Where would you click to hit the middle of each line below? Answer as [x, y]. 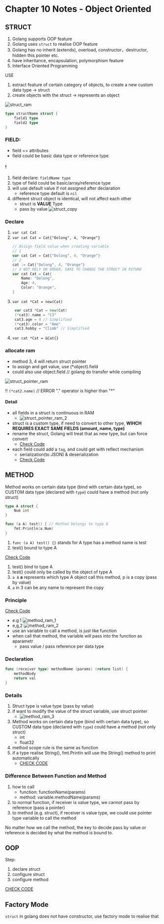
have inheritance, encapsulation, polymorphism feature [68, 60]
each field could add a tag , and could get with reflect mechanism [78, 449]
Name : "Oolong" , [38, 278]
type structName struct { [31, 114]
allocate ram [20, 351]
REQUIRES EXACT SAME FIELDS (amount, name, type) [68, 428]
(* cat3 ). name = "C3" [35, 315]
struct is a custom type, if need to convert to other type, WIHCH [77, 423]
